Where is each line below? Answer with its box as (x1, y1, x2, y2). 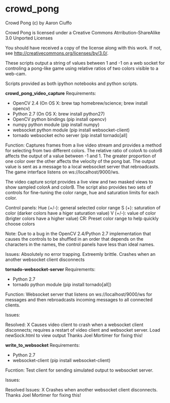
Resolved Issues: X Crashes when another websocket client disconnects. (5, 386, 158, 392)
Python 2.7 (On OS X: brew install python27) (12, 111, 105, 117)
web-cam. (5, 70, 27, 76)
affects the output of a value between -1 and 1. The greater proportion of (5, 153, 156, 159)
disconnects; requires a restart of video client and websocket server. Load (5, 327, 160, 333)
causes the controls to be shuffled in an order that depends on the (5, 236, 144, 242)
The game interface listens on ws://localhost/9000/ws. (5, 169, 120, 175)
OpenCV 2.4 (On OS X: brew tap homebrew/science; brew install (12, 100, 148, 106)
